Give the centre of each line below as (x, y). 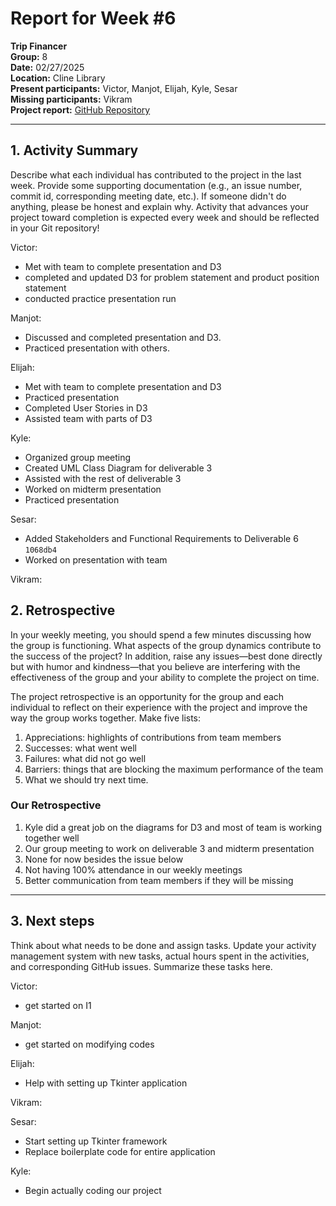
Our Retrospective (56, 805)
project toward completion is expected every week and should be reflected (165, 217)
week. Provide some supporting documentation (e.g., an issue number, (156, 185)
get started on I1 (58, 1005)
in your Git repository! (55, 228)
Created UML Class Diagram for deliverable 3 (118, 468)
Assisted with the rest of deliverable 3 (103, 478)
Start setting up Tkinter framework (96, 1141)
